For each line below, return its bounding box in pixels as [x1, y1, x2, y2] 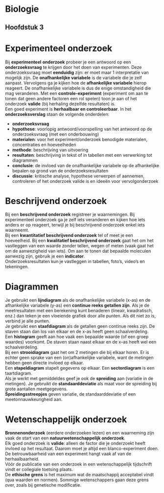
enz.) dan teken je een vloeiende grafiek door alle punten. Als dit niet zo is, [5, 313, 156, 319]
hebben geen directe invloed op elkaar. [5, 360, 84, 366]
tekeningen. [5, 264, 29, 270]
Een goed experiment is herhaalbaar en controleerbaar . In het [5, 106, 132, 112]
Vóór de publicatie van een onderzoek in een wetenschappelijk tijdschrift [5, 461, 152, 467]
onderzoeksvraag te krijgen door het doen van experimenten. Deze [5, 64, 142, 70]
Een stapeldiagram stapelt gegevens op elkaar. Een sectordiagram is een [5, 365, 155, 371]
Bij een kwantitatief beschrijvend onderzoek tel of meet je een [5, 232, 133, 238]
